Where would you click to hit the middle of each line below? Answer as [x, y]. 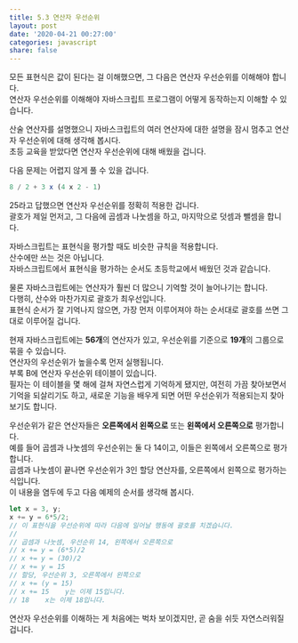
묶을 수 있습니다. [38, 351]
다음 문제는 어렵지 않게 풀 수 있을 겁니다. [79, 171]
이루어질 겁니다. [53, 321]
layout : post [33, 26]
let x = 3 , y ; [36, 509]
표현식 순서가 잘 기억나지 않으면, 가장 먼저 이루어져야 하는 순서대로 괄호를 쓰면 [145, 309]
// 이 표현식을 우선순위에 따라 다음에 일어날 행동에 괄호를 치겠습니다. [121, 526]
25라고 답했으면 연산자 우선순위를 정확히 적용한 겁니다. [104, 205]
